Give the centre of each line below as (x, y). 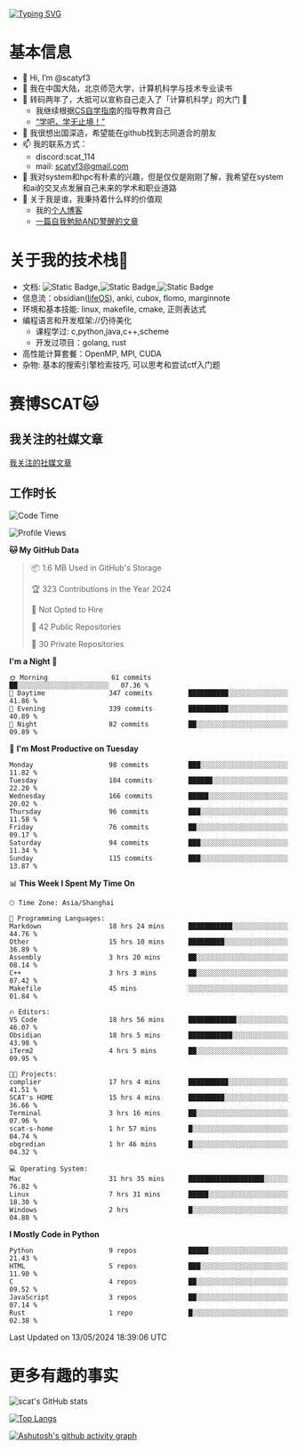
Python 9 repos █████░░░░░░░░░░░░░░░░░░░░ (149, 1251)
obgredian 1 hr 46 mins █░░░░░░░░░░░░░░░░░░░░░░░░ (149, 1144)
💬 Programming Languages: (57, 918)
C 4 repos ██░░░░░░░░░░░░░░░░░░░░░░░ (149, 1282)
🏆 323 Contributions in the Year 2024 (101, 588)
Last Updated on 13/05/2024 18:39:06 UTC (88, 1337)
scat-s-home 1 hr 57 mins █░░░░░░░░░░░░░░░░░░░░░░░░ (149, 1129)
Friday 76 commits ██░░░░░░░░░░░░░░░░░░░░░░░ (149, 827)
